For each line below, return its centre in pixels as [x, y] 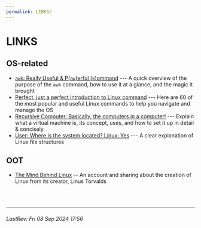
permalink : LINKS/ [29, 12]
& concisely [29, 129]
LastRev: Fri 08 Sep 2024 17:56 [45, 219]
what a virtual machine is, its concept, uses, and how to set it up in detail [104, 122]
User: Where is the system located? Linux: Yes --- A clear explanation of [104, 135]
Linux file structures [39, 142]
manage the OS [34, 110]
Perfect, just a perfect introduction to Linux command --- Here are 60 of [104, 97]
